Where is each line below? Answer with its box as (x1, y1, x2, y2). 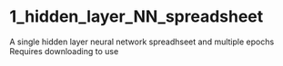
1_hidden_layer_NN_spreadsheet (9, 6, 264, 27)
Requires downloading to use (9, 45, 119, 56)
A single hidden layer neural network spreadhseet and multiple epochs (9, 36, 275, 47)
